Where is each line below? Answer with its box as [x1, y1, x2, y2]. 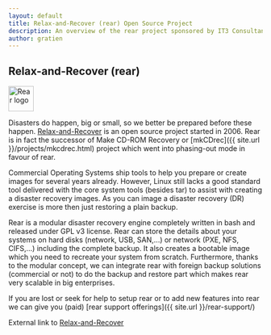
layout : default [8, 11, 63, 20]
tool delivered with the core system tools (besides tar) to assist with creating [8, 185, 262, 195]
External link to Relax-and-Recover [8, 318, 124, 328]
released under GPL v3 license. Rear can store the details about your [8, 227, 237, 237]
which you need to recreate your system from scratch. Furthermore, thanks [8, 252, 259, 262]
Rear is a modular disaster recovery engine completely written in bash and [8, 218, 256, 228]
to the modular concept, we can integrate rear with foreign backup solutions [8, 261, 261, 270]
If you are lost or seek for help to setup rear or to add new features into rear [8, 294, 260, 304]
